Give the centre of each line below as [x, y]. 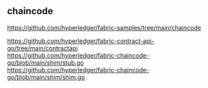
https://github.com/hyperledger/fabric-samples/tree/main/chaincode [104, 27]
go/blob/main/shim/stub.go [45, 62]
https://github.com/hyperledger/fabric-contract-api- [81, 41]
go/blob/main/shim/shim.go [46, 77]
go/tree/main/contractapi [42, 48]
